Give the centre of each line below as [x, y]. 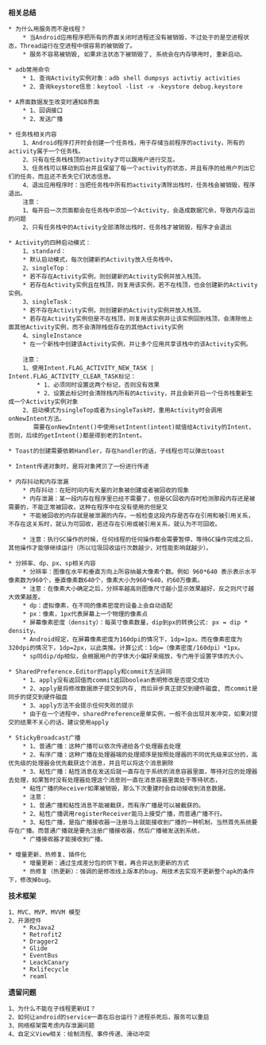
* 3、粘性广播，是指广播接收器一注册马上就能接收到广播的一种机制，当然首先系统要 [140, 822]
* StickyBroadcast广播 [44, 738]
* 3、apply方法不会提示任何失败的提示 [78, 705]
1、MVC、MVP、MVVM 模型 [44, 912]
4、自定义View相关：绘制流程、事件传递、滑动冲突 [79, 1034]
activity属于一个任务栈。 [46, 151]
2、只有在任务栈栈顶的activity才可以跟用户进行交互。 [100, 160]
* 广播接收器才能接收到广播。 [65, 839]
